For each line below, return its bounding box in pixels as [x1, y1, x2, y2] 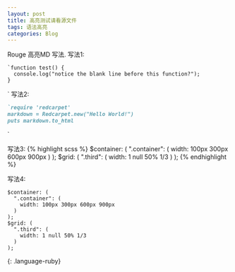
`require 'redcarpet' [7, 104, 71, 112]
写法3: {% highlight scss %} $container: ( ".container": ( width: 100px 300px [7, 144, 229, 153]
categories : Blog [7, 30, 59, 37]
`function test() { [7, 64, 65, 71]
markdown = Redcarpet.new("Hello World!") [7, 111, 134, 118]
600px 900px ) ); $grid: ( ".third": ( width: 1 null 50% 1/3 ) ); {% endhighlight [7, 153, 227, 161]
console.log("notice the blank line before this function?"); [13, 71, 200, 78]
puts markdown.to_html [7, 117, 74, 124]
